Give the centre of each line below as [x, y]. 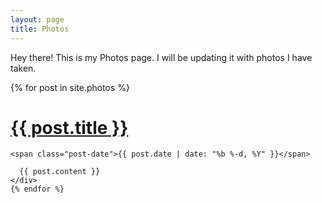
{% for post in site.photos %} [70, 87]
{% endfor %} [37, 189]
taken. [23, 68]
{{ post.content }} [60, 172]
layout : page [37, 19]
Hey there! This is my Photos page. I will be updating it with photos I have [161, 57]
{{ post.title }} [69, 127]
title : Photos [40, 29]
